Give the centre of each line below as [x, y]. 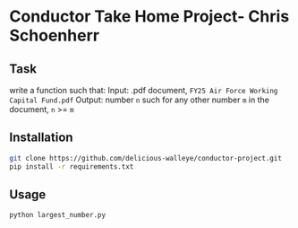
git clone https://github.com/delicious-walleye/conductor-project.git [145, 158]
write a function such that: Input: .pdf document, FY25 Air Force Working [144, 90]
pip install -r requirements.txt [72, 167]
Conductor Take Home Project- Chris [149, 17]
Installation [41, 138]
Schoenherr [55, 35]
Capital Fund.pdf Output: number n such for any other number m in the [140, 100]
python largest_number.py [57, 215]
